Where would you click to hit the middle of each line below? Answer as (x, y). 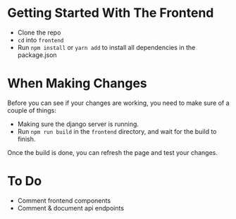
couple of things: (32, 110)
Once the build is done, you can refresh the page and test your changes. (113, 152)
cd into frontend (41, 39)
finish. (26, 139)
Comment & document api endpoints (71, 208)
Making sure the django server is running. (78, 124)
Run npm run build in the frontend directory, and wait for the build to (117, 131)
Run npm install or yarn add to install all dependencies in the (106, 47)
